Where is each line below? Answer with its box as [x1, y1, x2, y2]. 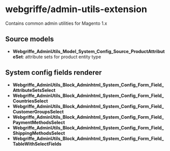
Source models [5, 35, 54, 43]
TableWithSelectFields [12, 140, 62, 147]
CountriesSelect [12, 97, 48, 104]
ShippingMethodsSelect [12, 130, 65, 136]
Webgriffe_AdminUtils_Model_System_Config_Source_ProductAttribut [12, 48, 165, 54]
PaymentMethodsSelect [12, 119, 65, 125]
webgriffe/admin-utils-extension [5, 4, 147, 15]
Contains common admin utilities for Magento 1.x [5, 20, 108, 26]
